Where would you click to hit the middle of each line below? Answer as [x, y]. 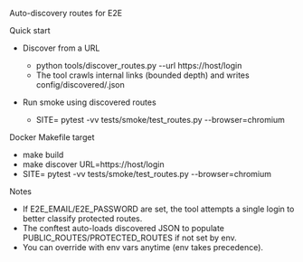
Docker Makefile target [52, 137]
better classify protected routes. [82, 219]
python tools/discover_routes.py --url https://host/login [139, 65]
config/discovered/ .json [80, 84]
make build [43, 154]
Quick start [30, 30]
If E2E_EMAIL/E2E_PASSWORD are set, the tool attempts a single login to [158, 209]
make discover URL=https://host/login [93, 164]
